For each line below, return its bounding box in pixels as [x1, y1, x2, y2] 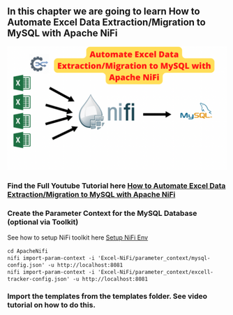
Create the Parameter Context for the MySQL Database [7, 209, 197, 219]
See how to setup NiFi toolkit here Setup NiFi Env [7, 233, 149, 242]
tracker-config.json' [7, 275, 70, 282]
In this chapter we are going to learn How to [7, 6, 200, 17]
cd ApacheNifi [7, 247, 49, 254]
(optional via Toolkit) [7, 217, 79, 227]
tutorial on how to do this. [7, 300, 96, 310]
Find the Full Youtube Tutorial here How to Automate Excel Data [7, 181, 226, 191]
